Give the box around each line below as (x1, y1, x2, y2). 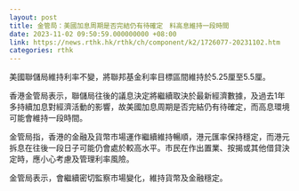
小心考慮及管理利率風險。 (39, 154, 134, 164)
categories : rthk (9, 46, 74, 55)
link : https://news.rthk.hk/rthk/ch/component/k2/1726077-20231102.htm (9, 37, 280, 47)
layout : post (9, 12, 58, 22)
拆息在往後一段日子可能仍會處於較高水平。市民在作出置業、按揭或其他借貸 (9, 143, 282, 154)
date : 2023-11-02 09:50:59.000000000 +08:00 (9, 29, 177, 38)
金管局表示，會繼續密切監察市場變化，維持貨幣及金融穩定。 (9, 172, 228, 183)
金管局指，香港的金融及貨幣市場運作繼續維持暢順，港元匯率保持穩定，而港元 (9, 131, 290, 142)
